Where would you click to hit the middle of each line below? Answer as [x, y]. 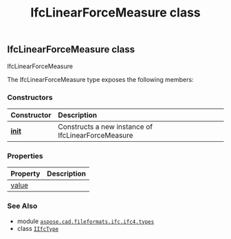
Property [25, 174]
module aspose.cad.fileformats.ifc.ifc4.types [86, 221]
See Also [22, 206]
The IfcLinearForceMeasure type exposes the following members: [100, 79]
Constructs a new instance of [106, 127]
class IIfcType [38, 228]
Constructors [30, 97]
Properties [25, 156]
